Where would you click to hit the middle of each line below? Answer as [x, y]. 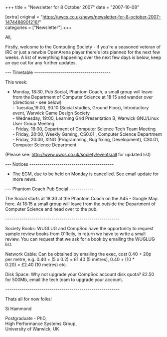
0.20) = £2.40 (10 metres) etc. [36, 265]
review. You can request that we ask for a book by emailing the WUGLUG [80, 239]
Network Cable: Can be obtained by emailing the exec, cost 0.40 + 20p [78, 254]
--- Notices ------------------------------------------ [60, 164]
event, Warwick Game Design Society [51, 113]
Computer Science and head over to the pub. [52, 209]
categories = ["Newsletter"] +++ [39, 27]
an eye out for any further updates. [41, 63]
